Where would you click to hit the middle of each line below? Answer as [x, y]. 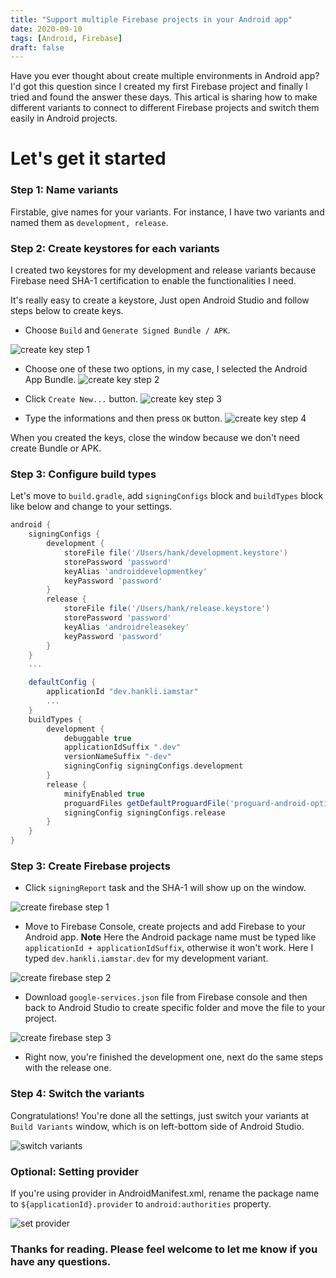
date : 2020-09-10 [46, 29]
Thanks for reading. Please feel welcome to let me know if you [164, 1249]
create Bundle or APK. [56, 448]
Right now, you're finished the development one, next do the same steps [174, 1057]
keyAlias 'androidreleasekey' [126, 627]
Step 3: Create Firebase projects [90, 866]
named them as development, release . [89, 222]
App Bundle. [50, 380]
